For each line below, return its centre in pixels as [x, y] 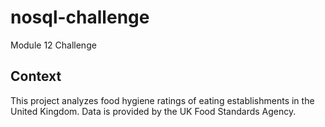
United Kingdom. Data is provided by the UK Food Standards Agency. [153, 111]
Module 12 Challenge [53, 45]
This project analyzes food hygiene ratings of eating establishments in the [162, 100]
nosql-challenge [80, 17]
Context [36, 76]
